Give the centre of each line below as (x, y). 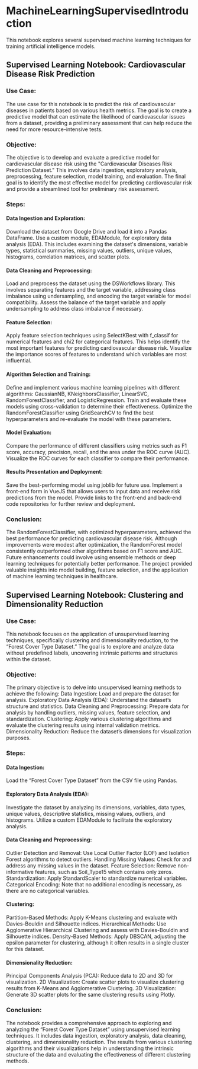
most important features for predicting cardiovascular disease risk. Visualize (99, 348)
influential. (19, 360)
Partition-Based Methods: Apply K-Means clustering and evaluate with (92, 918)
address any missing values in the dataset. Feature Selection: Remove (91, 865)
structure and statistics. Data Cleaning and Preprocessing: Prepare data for (98, 706)
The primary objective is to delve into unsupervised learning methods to (94, 687)
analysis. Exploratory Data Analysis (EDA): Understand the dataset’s (89, 700)
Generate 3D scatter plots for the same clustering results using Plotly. (91, 995)
